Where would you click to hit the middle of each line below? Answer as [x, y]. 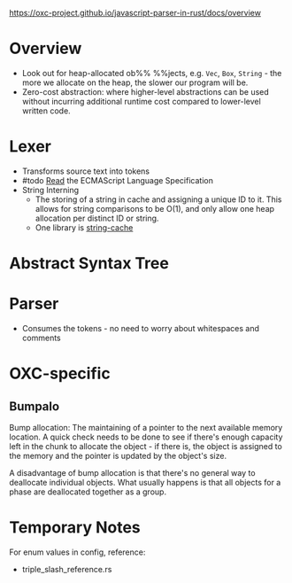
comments [41, 338]
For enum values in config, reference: [77, 552]
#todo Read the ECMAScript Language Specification [118, 180]
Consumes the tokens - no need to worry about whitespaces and [140, 328]
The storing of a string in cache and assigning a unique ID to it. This [158, 199]
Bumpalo [35, 406]
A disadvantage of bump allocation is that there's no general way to [132, 473]
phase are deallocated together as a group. [88, 492]
